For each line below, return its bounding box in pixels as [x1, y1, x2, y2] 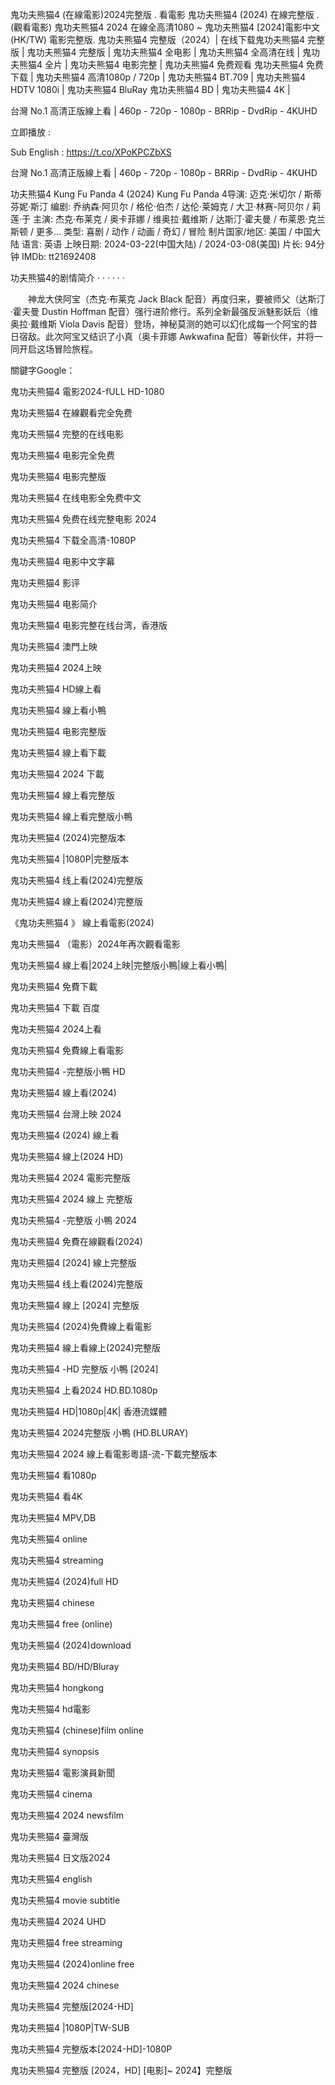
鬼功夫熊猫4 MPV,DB [10, 1512, 97, 1523]
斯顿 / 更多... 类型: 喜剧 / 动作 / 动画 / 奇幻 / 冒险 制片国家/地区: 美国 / [10, 226, 293, 237]
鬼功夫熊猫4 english [10, 1873, 93, 1885]
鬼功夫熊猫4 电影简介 [10, 598, 98, 610]
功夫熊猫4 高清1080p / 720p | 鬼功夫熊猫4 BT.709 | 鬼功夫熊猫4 [44, 71, 306, 83]
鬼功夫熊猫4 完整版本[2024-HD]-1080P [10, 2043, 173, 2055]
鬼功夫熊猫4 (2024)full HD [10, 1576, 119, 1587]
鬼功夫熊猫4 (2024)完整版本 [10, 832, 126, 843]
